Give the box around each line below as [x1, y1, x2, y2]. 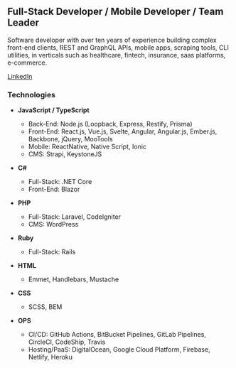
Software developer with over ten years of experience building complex [7, 36, 217, 44]
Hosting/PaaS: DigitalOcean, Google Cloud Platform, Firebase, [28, 345, 211, 354]
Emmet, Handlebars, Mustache [28, 275, 119, 283]
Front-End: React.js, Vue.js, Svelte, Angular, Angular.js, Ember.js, [28, 127, 218, 136]
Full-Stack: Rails [28, 248, 76, 256]
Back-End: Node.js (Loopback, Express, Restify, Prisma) [28, 120, 193, 129]
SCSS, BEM [28, 303, 63, 311]
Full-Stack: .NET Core [28, 178, 92, 186]
